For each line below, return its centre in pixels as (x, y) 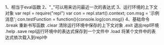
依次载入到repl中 (30, 37)
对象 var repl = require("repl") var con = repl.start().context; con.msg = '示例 (82, 13)
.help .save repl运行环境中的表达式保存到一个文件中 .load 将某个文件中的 (78, 31)
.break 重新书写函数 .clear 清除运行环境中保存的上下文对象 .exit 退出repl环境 (82, 25)
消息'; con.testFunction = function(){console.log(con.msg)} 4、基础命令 (77, 19)
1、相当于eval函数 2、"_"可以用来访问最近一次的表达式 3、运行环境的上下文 (82, 7)
